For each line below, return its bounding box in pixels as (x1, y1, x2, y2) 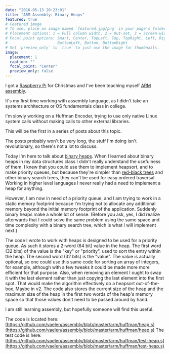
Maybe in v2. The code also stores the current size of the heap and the (15, 286, 163, 292)
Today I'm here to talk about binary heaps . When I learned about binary (5, 153, 154, 159)
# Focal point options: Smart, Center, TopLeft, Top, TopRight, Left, (5, 36, 157, 41)
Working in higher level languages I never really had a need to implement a (5, 180, 161, 186)
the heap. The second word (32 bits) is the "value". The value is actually (5, 254, 155, 259)
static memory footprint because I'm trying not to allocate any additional (5, 201, 156, 207)
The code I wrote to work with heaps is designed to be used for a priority (5, 238, 158, 243)
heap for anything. (5, 185, 44, 191)
